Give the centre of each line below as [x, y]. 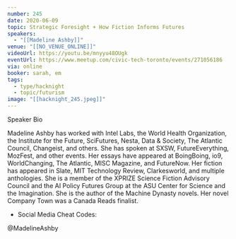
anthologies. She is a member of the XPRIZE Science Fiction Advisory [108, 178]
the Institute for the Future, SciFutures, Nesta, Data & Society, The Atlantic [115, 141]
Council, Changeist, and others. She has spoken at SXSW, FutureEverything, [118, 148]
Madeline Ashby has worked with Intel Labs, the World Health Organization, [117, 133]
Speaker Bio [25, 119]
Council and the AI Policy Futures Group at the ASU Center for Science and [117, 186]
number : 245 [25, 14]
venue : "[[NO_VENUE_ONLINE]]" [52, 47]
